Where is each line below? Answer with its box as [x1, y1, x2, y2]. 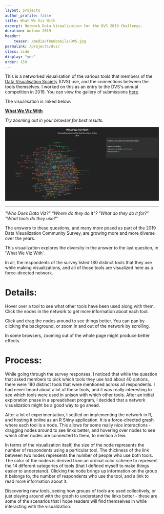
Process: [5, 355, 42, 366]
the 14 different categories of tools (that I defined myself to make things [5, 463, 149, 469]
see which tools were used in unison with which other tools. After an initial [5, 392, 154, 398]
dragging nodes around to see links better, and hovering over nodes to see [5, 427, 155, 433]
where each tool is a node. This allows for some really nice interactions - [5, 422, 151, 428]
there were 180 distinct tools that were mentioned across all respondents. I [5, 381, 155, 387]
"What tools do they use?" [5, 215, 58, 221]
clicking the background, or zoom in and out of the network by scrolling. [5, 323, 150, 329]
